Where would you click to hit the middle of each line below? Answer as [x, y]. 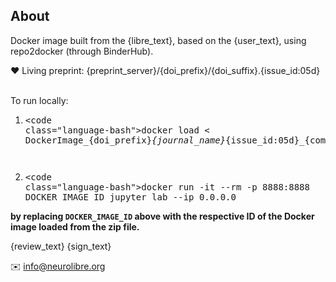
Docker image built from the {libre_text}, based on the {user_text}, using [158, 40]
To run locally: [39, 100]
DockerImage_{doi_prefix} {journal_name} [125, 140]
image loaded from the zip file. [75, 226]
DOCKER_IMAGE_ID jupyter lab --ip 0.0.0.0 [130, 197]
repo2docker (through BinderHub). [82, 51]
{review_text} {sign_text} [61, 246]
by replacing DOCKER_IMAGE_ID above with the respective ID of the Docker [162, 216]
